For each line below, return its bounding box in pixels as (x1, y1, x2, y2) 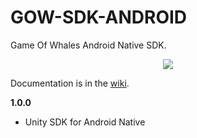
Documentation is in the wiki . (10, 77, 130, 89)
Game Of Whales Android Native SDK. (10, 39, 167, 51)
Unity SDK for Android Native (24, 116, 146, 128)
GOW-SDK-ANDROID (10, 6, 188, 29)
